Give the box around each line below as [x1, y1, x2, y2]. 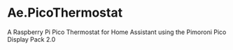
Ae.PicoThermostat [7, 5, 123, 21]
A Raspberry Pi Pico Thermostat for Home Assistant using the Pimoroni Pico [7, 28, 227, 36]
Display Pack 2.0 [7, 35, 56, 43]
